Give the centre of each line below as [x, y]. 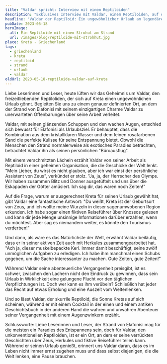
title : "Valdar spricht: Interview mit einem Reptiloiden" [68, 10]
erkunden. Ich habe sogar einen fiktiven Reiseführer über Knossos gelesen [82, 212]
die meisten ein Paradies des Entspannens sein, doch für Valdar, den [75, 330]
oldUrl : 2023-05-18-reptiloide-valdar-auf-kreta [56, 79]
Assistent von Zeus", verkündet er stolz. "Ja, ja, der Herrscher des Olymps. [82, 176]
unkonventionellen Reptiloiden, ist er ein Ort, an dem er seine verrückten [79, 335]
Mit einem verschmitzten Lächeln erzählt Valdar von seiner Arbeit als [76, 160]
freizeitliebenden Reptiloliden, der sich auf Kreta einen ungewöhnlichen [78, 98]
